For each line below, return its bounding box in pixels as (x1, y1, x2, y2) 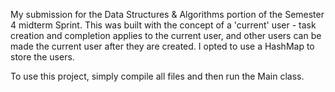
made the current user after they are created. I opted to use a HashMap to (10, 40, 315, 52)
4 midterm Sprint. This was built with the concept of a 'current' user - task (10, 19, 317, 31)
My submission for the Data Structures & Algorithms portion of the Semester (10, 9, 325, 20)
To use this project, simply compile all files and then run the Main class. (10, 70, 305, 82)
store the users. (10, 51, 75, 63)
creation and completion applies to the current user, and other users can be (10, 30, 322, 41)
